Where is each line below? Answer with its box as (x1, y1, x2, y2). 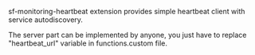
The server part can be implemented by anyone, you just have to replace (8, 31, 247, 39)
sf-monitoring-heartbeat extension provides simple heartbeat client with (8, 7, 245, 16)
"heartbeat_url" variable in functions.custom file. (8, 38, 167, 48)
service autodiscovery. (8, 15, 84, 24)
